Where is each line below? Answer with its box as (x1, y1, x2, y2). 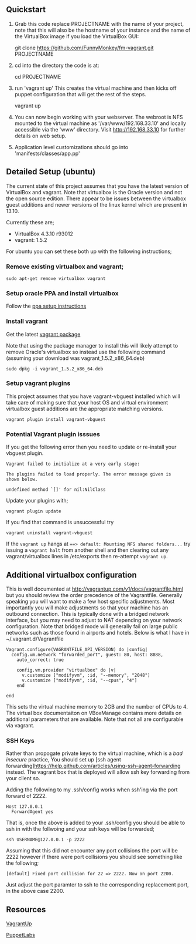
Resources (6, 904, 46, 915)
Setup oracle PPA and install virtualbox (6, 289, 119, 297)
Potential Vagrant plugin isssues (6, 430, 101, 438)
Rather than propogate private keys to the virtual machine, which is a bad (6, 750, 183, 757)
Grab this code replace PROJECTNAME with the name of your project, (14, 20, 184, 27)
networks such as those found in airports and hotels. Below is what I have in (6, 629, 190, 636)
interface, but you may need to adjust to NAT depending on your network (6, 616, 183, 623)
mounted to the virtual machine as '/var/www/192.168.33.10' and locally (14, 120, 186, 127)
